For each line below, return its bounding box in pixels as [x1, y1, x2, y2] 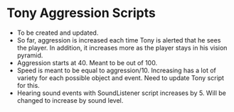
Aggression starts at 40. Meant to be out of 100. [16, 58, 158, 67]
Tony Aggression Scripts [6, 5, 156, 21]
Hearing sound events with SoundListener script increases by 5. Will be [16, 89, 227, 97]
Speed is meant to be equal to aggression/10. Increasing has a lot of [16, 66, 216, 74]
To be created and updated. [16, 28, 99, 37]
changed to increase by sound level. [16, 96, 124, 104]
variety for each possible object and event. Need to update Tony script [16, 73, 225, 82]
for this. [16, 81, 40, 89]
